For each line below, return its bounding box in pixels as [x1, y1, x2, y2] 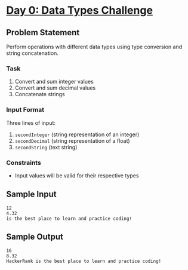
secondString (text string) [14, 143, 78, 151]
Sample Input [6, 189, 57, 200]
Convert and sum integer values [14, 78, 94, 85]
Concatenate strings [14, 91, 65, 98]
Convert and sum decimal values [14, 84, 96, 91]
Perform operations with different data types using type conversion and [6, 43, 183, 50]
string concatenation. [6, 50, 58, 57]
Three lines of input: [6, 119, 56, 126]
